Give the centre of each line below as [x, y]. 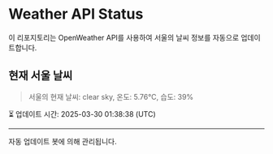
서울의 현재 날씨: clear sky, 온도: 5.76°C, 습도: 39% [111, 96]
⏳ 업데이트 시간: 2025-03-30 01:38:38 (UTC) [82, 113]
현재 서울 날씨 [41, 76]
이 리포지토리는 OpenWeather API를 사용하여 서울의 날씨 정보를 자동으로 [124, 37]
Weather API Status [76, 14]
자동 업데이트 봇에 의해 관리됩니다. [63, 141]
